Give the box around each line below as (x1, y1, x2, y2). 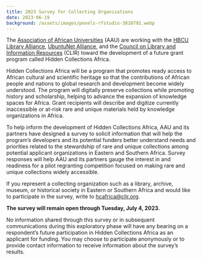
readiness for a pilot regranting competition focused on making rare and (6, 162, 185, 169)
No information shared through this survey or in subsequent (6, 216, 155, 223)
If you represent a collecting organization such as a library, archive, (6, 180, 174, 187)
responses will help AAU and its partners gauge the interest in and (6, 156, 171, 163)
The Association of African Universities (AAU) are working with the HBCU (6, 37, 189, 44)
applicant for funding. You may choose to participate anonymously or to (6, 235, 185, 243)
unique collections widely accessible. (6, 169, 99, 176)
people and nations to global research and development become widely (6, 80, 185, 87)
